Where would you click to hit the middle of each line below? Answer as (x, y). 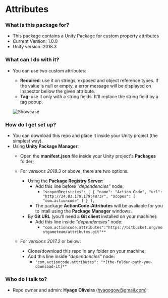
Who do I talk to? (26, 279)
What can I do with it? (32, 60)
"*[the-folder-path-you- (127, 262)
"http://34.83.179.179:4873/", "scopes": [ (89, 197)
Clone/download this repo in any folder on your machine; (87, 251)
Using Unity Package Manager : (46, 146)
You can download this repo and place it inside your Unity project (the (85, 136)
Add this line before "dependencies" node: (79, 186)
